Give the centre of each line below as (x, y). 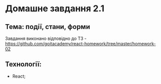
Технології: (23, 64)
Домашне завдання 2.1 (55, 9)
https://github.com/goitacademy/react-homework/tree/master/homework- (80, 44)
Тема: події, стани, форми (48, 27)
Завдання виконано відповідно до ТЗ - (46, 38)
